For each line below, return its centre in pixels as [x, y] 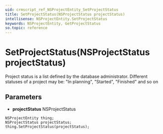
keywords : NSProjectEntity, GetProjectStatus [53, 23]
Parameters [24, 97]
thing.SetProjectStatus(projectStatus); [48, 127]
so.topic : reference [27, 28]
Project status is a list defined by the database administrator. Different [76, 76]
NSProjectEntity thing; [30, 118]
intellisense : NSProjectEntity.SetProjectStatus [56, 19]
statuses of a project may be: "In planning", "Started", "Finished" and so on [82, 82]
